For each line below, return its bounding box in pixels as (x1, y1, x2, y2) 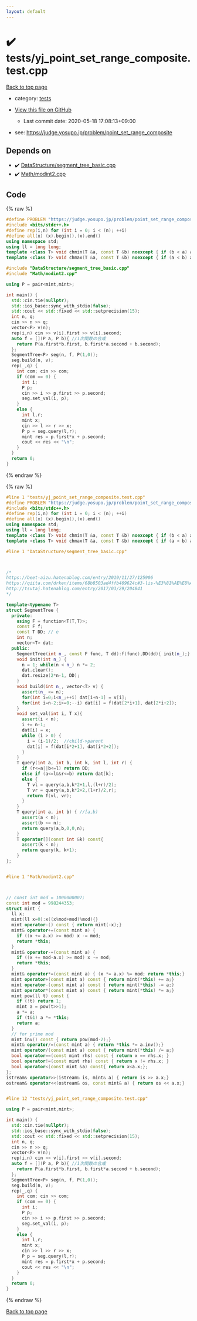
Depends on (6, 145, 52, 155)
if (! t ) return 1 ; (16, 998, 62, 1004)
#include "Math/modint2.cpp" (6, 271, 77, 277)
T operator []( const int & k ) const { (16, 836, 104, 842)
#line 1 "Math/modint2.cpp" (6, 873, 75, 880)
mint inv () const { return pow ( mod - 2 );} (11, 1037, 111, 1042)
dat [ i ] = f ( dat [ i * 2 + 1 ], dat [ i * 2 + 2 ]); (27, 743, 120, 750)
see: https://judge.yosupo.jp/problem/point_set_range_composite (14, 128, 173, 136)
